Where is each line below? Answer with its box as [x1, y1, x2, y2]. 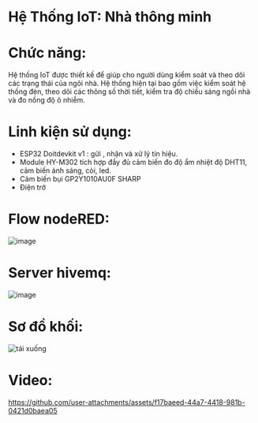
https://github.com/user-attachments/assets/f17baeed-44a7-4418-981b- [8, 397, 246, 406]
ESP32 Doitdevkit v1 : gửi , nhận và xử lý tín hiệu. [19, 149, 178, 159]
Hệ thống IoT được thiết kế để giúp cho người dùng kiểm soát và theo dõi [8, 70, 245, 80]
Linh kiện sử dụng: [8, 123, 132, 141]
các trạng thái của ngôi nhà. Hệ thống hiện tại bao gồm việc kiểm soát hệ [8, 79, 246, 88]
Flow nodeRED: [8, 210, 110, 228]
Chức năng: [8, 44, 87, 62]
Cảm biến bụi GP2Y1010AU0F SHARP [19, 174, 141, 184]
